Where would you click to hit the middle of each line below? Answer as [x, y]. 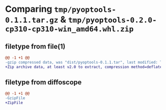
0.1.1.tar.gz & [36, 19]
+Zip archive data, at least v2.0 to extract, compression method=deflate [84, 67]
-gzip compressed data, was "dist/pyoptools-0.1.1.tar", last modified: [82, 62]
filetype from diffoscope [43, 82]
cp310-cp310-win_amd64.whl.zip [69, 29]
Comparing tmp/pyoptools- [61, 9]
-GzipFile [15, 98]
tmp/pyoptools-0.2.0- [113, 20]
